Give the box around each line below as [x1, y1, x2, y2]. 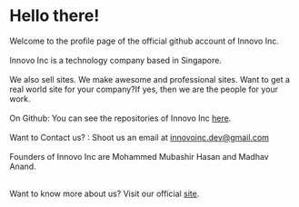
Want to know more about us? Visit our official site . [9, 188, 200, 199]
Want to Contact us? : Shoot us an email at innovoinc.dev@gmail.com [9, 132, 270, 143]
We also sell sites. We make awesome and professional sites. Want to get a [9, 74, 291, 84]
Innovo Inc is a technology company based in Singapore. [9, 54, 223, 65]
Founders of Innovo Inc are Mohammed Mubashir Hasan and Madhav [9, 151, 270, 162]
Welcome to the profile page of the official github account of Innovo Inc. [9, 35, 279, 46]
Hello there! [9, 5, 100, 26]
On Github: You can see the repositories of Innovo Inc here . [9, 113, 232, 123]
